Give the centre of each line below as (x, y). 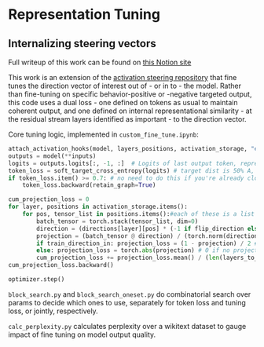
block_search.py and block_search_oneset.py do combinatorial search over (130, 294)
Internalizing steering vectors (82, 44)
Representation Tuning (84, 15)
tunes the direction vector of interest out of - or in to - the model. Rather (125, 86)
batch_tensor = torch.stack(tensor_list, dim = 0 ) (117, 221)
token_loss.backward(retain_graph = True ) (89, 185)
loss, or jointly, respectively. (53, 311)
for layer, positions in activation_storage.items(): (98, 207)
